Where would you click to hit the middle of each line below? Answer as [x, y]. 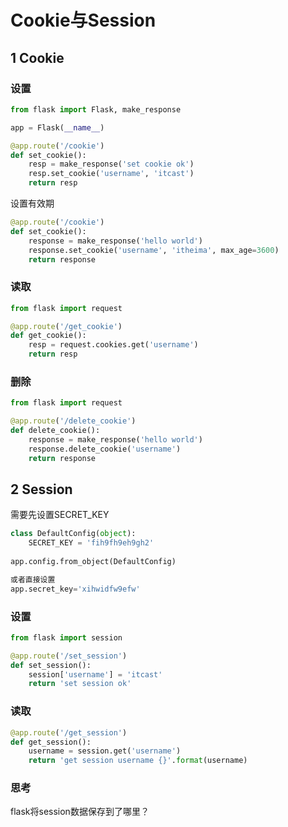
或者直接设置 [33, 579]
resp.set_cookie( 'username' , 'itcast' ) [111, 174]
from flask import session [66, 637]
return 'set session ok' [80, 684]
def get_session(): [51, 742]
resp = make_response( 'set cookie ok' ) [111, 164]
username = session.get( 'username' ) [105, 751]
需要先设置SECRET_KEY [60, 515]
